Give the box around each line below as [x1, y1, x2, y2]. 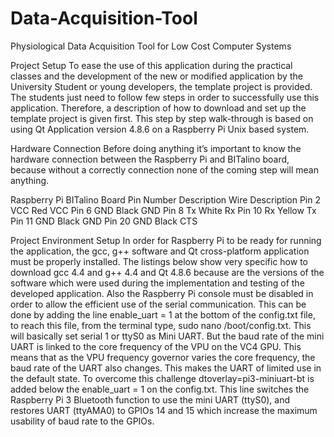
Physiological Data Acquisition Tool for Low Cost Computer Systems [10, 40, 292, 52]
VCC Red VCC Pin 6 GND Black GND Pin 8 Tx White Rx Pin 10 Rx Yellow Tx [10, 204, 317, 216]
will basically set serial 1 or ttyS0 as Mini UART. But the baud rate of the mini [10, 330, 325, 342]
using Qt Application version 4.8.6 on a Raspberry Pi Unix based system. [10, 123, 310, 135]
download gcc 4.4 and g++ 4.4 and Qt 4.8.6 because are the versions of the [10, 266, 325, 278]
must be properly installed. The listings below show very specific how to [10, 255, 308, 267]
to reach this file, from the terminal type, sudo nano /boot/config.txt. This [10, 319, 312, 331]
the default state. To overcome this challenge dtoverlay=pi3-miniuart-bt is [10, 372, 315, 384]
